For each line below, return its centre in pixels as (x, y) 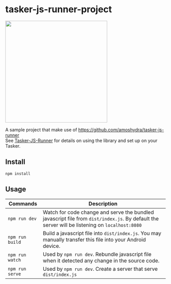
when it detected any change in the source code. (101, 261)
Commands (23, 204)
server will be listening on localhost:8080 (92, 225)
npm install (18, 174)
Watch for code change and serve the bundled (98, 212)
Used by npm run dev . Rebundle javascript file (97, 254)
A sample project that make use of (41, 130)
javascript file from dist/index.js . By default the (101, 218)
